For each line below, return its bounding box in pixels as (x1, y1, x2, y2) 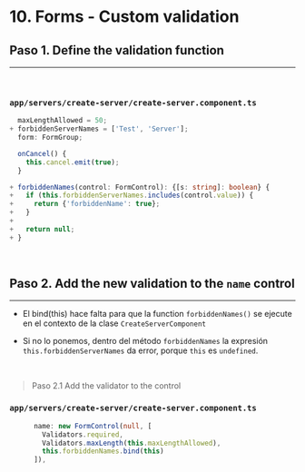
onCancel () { (17, 149, 67, 158)
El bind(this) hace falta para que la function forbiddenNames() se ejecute (22, 309, 292, 320)
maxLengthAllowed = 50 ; (17, 116, 107, 125)
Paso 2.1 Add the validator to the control (31, 380, 182, 391)
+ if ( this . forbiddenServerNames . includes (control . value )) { (9, 191, 254, 201)
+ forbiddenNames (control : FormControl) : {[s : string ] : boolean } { (9, 182, 271, 192)
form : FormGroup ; (17, 133, 84, 143)
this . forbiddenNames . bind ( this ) (42, 447, 165, 456)
